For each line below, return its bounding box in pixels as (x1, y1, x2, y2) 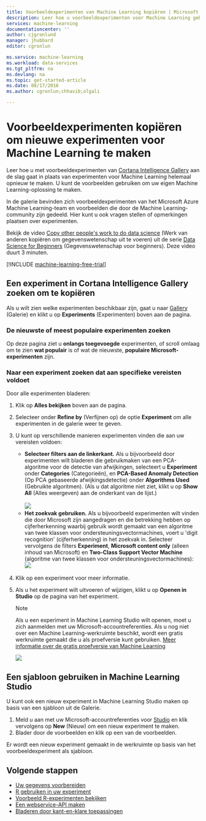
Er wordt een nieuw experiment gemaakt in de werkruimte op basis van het (6, 741, 196, 748)
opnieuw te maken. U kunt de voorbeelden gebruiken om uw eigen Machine (6, 179, 198, 187)
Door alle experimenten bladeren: (6, 390, 91, 397)
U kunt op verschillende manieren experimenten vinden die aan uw (15, 432, 185, 439)
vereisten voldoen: (15, 439, 63, 446)
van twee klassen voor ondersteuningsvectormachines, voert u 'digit (24, 529, 198, 537)
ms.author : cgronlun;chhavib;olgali (6, 88, 100, 95)
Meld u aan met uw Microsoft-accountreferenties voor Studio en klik (15, 716, 188, 724)
